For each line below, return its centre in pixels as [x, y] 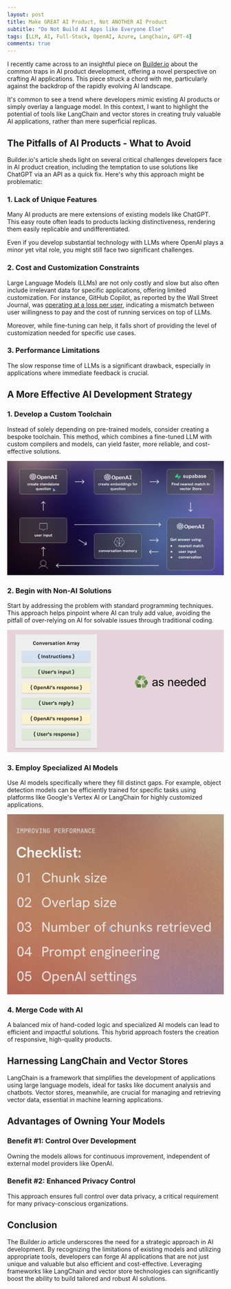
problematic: [25, 181]
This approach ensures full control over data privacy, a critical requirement [113, 1196]
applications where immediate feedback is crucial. [78, 373]
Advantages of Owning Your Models [86, 1121]
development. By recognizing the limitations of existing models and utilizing [114, 1249]
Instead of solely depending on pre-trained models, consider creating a [108, 429]
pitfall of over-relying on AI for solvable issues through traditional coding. [111, 620]
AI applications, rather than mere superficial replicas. [82, 121]
